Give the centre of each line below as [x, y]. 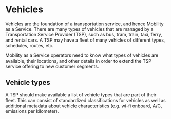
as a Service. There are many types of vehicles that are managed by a [79, 29]
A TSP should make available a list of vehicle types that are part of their [81, 95]
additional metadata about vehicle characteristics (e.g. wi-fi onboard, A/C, [84, 106]
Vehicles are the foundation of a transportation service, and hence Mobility [84, 24]
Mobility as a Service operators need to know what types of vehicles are [82, 55]
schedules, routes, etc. [30, 45]
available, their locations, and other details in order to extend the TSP [78, 61]
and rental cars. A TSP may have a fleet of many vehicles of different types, [85, 40]
